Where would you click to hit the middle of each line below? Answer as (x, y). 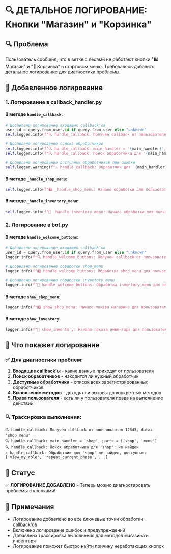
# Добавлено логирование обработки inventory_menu (60, 280)
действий (23, 403)
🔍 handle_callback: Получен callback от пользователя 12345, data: (79, 430)
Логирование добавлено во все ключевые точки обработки (78, 519)
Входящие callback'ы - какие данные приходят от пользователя (83, 371)
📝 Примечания (30, 507)
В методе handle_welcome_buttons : (42, 237)
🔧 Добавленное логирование (54, 88)
